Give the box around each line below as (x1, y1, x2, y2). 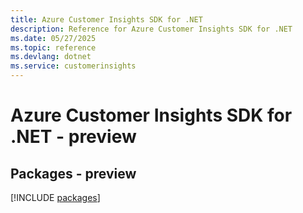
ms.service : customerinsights (10, 61, 137, 71)
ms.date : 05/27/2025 (10, 33, 97, 43)
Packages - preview (10, 165, 137, 182)
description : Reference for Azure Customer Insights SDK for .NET (10, 24, 293, 34)
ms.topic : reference (10, 42, 97, 53)
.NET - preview (10, 126, 137, 148)
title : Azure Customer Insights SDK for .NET (10, 14, 203, 25)
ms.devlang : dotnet (10, 52, 92, 62)
